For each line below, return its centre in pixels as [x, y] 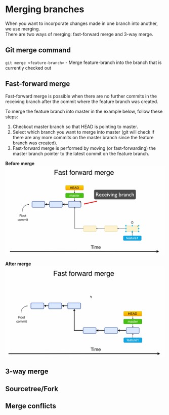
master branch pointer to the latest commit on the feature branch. [81, 153]
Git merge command [38, 50]
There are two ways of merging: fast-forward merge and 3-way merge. [79, 34]
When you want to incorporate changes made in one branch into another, [81, 23]
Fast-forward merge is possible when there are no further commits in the [81, 96]
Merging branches [45, 9]
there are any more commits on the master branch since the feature [83, 137]
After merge [18, 264]
